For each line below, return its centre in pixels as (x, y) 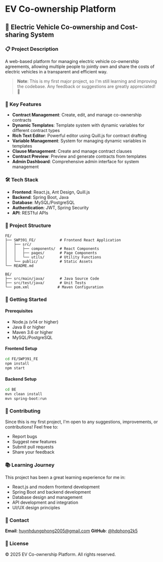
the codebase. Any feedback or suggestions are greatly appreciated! (86, 86)
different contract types (36, 130)
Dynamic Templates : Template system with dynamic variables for (78, 125)
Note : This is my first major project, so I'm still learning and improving (87, 81)
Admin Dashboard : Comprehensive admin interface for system (75, 162)
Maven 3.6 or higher (32, 332)
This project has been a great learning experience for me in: (65, 477)
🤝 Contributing (23, 411)
